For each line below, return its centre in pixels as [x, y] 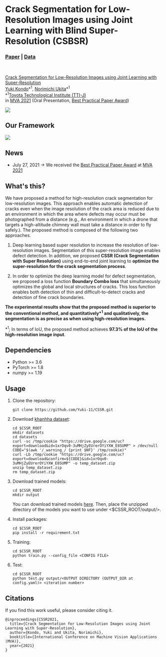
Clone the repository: [34, 401]
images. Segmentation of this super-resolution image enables [97, 250]
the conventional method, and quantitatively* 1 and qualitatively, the [77, 313]
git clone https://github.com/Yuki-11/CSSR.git [63, 410]
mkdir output [26, 495]
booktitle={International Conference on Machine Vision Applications [83, 637]
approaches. [18, 235]
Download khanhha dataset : [41, 419]
